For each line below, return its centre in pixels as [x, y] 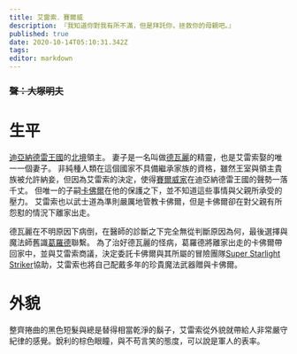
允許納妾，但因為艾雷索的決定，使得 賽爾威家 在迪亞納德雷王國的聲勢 [148, 179]
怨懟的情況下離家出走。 [52, 212]
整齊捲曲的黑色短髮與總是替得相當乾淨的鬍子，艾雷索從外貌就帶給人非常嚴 [145, 329]
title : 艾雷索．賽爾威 [46, 17]
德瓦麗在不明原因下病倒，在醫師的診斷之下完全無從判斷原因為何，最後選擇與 [148, 231]
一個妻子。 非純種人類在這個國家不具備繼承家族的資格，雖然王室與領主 [145, 168]
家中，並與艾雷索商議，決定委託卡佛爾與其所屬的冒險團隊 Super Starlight [148, 253]
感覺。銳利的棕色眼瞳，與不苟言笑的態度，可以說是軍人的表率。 [148, 341]
